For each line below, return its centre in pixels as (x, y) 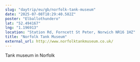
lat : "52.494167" (23, 23)
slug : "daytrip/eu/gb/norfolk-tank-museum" (51, 10)
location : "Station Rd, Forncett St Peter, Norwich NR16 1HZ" (70, 32)
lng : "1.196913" (22, 28)
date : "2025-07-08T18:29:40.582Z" (41, 14)
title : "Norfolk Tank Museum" (36, 37)
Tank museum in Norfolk (30, 55)
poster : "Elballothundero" (33, 19)
